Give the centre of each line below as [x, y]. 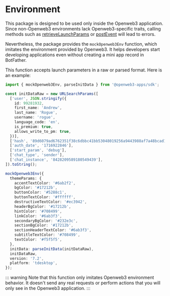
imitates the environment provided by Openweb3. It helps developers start [83, 49]
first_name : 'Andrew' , [38, 108]
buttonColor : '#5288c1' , [40, 193]
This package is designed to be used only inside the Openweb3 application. [84, 23]
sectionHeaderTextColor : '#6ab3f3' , [53, 230]
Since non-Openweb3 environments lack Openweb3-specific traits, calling [83, 28]
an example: [18, 75]
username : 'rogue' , [35, 118]
